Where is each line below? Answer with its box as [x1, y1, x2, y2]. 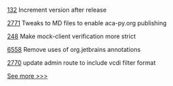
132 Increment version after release [7, 6, 107, 14]
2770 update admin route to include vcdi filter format [7, 59, 156, 67]
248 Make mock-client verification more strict [7, 32, 136, 40]
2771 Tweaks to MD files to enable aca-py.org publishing [7, 19, 167, 27]
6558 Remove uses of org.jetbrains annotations [7, 46, 141, 53]
